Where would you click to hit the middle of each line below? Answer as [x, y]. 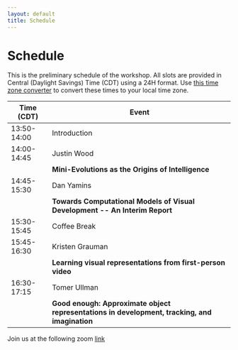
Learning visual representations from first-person [138, 263]
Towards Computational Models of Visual [123, 202]
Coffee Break [74, 226]
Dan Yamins [72, 185]
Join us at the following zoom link [56, 339]
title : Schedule [31, 21]
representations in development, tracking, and [132, 312]
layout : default [31, 14]
